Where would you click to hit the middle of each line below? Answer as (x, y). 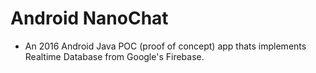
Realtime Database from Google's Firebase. (114, 56)
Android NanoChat (89, 18)
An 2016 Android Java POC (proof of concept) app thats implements (165, 46)
